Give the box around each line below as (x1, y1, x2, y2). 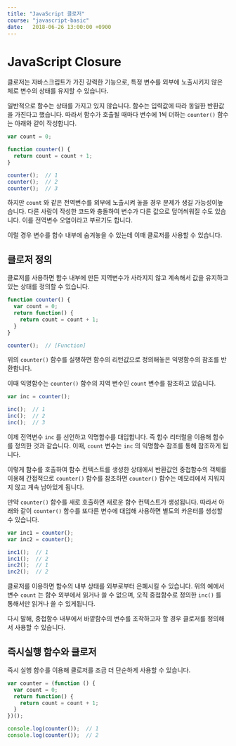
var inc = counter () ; (7, 393, 71, 400)
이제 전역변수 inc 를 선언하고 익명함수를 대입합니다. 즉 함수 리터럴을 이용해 (7, 432, 212, 441)
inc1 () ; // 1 (7, 548, 49, 556)
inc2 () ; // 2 (7, 568, 49, 576)
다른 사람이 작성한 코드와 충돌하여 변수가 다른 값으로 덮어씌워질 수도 (27, 207, 214, 215)
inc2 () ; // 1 (7, 562, 49, 569)
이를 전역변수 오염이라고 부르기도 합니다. (22, 216, 133, 225)
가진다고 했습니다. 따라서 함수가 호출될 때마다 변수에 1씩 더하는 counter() (14, 110, 216, 119)
